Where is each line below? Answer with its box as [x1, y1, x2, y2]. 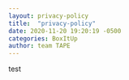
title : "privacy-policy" [8, 19, 96, 27]
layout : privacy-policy [8, 11, 89, 20]
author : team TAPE [8, 42, 71, 50]
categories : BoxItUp [8, 34, 79, 43]
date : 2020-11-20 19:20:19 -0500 [8, 27, 122, 35]
